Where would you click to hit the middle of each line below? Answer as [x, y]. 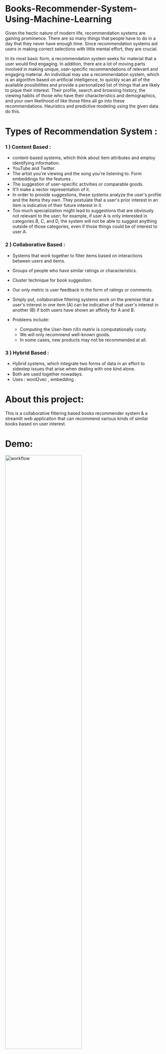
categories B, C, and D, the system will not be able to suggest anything [84, 221]
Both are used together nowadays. [48, 374]
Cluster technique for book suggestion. [52, 280]
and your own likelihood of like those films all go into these [65, 100]
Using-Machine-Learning [58, 19]
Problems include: [31, 319]
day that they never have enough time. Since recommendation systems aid [81, 43]
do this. [13, 111]
